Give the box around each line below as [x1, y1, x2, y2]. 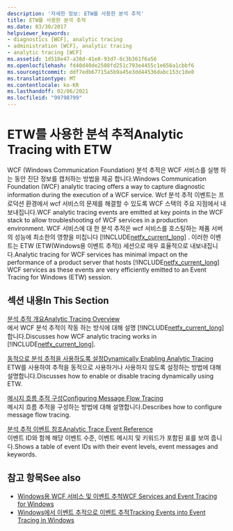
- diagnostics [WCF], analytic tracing [7, 36, 123, 43]
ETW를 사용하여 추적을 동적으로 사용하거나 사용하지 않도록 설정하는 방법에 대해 [7, 363, 221, 371]
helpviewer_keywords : [7, 29, 70, 37]
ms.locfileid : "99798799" [7, 95, 82, 102]
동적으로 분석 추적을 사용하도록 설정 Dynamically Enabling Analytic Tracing [7, 354, 214, 362]
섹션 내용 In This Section [7, 295, 109, 307]
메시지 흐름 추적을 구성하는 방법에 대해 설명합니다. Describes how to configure [7, 402, 223, 411]
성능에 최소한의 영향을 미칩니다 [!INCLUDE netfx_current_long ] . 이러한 [14, 233, 209, 241]
